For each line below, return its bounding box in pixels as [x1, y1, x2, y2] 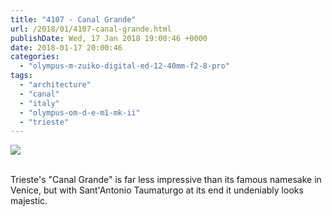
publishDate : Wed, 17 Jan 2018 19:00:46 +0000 [10, 33, 208, 43]
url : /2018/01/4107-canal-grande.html [10, 24, 172, 34]
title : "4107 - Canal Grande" [10, 14, 137, 25]
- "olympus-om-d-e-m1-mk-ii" [19, 107, 141, 118]
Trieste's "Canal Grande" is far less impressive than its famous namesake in [10, 174, 322, 186]
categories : [10, 52, 60, 62]
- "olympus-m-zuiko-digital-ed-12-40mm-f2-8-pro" [19, 61, 230, 71]
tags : [10, 71, 33, 81]
